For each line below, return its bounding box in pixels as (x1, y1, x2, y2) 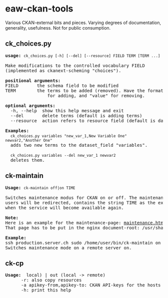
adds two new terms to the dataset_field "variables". (10, 142, 148, 148)
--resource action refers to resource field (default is (10, 118, 156, 123)
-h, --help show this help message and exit (10, 108, 124, 113)
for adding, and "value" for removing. (47, 93, 145, 98)
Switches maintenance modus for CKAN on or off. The (5, 195, 137, 200)
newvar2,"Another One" (5, 138, 52, 143)
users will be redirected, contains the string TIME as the (5, 200, 156, 205)
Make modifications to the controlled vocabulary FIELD (5, 63, 145, 68)
